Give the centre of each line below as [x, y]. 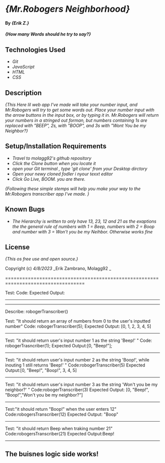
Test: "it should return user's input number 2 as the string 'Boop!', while [77, 360]
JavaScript [23, 67]
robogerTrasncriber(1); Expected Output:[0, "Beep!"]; [59, 346]
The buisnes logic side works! [52, 454]
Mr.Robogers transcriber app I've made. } [47, 194]
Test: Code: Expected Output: [35, 293]
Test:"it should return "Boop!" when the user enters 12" [61, 409]
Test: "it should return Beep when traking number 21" [59, 429]
